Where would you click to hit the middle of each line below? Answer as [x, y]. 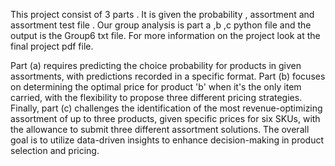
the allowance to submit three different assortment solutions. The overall [160, 129]
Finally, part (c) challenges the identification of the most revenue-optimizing [166, 108]
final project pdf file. [52, 46]
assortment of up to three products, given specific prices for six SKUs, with [165, 118]
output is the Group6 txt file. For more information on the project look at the [165, 35]
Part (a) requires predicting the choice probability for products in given [156, 65]
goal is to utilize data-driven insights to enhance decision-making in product [167, 140]
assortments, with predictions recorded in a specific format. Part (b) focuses [168, 76]
